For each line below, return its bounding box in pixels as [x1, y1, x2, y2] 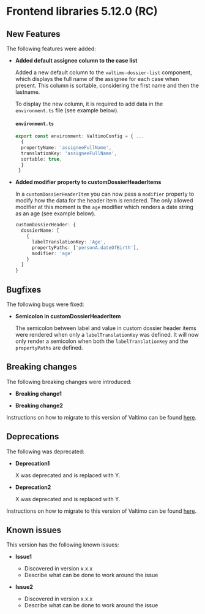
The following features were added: [6, 45, 96, 52]
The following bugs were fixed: [6, 301, 84, 308]
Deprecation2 [15, 483, 51, 491]
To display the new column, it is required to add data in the [15, 100, 163, 107]
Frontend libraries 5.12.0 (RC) [6, 4, 158, 18]
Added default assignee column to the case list [15, 57, 138, 64]
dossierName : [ [21, 228, 60, 234]
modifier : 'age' [31, 250, 73, 256]
